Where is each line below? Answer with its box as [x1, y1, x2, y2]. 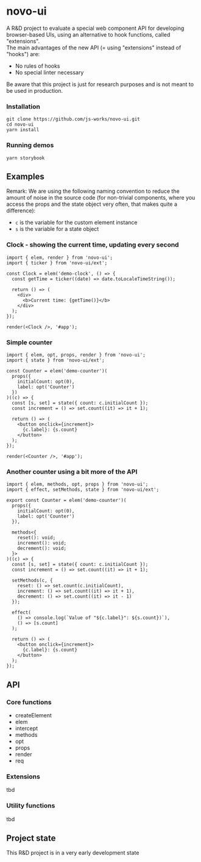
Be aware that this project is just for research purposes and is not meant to [6, 81, 194, 88]
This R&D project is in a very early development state [6, 849, 139, 857]
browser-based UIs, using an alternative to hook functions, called [6, 31, 171, 38]
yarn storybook [6, 154, 45, 161]
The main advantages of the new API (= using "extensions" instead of [6, 44, 182, 51]
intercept [15, 725, 38, 732]
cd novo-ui [6, 121, 34, 128]
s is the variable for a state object [15, 225, 99, 233]
